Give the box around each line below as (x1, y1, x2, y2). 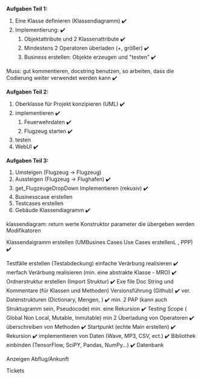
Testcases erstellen (14, 199, 64, 207)
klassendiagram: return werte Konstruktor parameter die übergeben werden (6, 221, 195, 227)
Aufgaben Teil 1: (6, 5, 48, 12)
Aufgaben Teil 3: (6, 157, 49, 164)
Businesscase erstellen (14, 193, 73, 200)
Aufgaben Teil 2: (6, 88, 49, 96)
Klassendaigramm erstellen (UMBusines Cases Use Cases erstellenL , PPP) (6, 239, 193, 245)
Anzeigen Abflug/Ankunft (6, 355, 69, 362)
